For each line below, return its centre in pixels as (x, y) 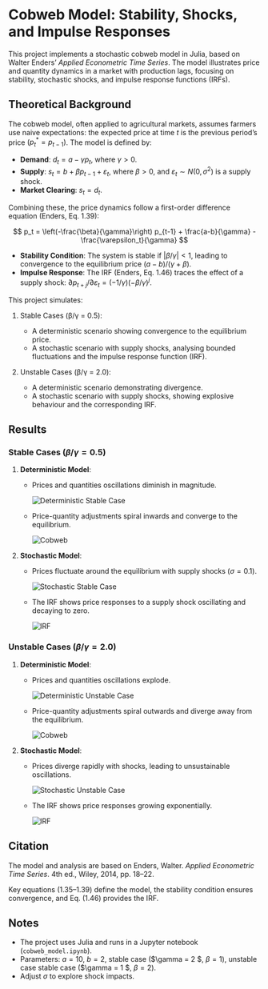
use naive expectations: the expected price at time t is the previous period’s (133, 132)
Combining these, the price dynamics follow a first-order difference (119, 208)
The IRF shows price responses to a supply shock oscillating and (139, 603)
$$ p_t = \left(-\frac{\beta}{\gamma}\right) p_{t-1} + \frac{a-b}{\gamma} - (134, 232)
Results (28, 430)
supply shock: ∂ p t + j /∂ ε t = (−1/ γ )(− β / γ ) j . (86, 282)
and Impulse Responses (89, 32)
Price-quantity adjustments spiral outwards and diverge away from (142, 711)
